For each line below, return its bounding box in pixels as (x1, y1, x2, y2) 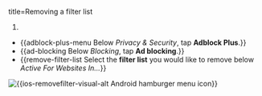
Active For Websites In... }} (19, 63, 107, 73)
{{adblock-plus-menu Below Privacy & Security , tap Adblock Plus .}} (19, 38, 247, 47)
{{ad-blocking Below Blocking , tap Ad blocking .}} (19, 46, 185, 55)
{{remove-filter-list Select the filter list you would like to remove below (19, 55, 255, 64)
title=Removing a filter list (8, 7, 93, 16)
